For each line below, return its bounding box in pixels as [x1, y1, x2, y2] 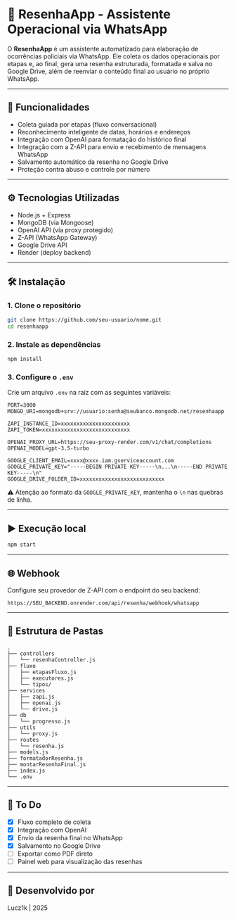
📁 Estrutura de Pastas [7, 626, 104, 638]
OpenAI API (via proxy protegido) [17, 225, 114, 234]
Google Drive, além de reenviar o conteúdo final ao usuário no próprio [7, 67, 210, 75]
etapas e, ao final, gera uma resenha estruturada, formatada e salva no [7, 59, 213, 68]
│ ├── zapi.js [7, 693, 55, 700]
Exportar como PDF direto [17, 849, 93, 858]
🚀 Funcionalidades [7, 101, 90, 113]
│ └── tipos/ [7, 680, 52, 688]
